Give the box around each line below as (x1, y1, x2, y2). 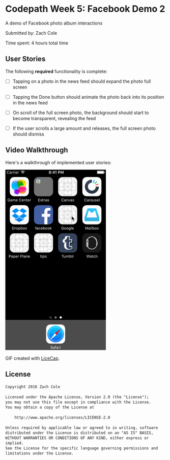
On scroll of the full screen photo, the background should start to (12, 109, 149, 116)
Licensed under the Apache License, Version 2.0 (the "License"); (5, 395, 149, 400)
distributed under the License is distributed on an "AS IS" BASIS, (5, 430, 154, 435)
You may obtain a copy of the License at (5, 405, 95, 410)
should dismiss (12, 131, 44, 137)
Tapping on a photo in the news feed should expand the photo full (12, 78, 151, 84)
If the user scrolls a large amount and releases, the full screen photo (12, 125, 156, 131)
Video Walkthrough (5, 146, 68, 155)
